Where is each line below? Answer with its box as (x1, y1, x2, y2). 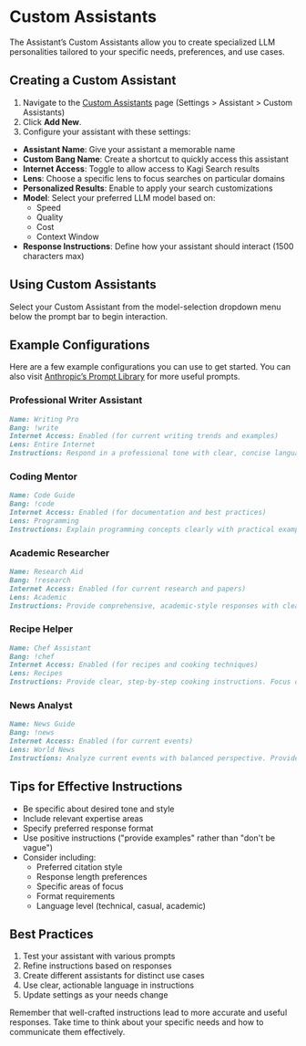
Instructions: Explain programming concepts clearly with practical (9, 525, 275, 534)
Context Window (36, 231, 99, 242)
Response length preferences (36, 871, 148, 882)
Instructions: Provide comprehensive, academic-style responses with (9, 601, 280, 611)
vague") (22, 842, 53, 852)
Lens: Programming (9, 516, 79, 526)
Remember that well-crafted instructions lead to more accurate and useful (9, 1007, 288, 1019)
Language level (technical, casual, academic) (36, 900, 207, 911)
